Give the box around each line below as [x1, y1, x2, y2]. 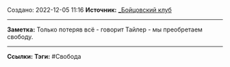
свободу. [7, 33, 34, 40]
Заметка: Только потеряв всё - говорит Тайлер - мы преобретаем [7, 25, 203, 33]
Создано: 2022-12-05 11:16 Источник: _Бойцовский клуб [7, 6, 172, 14]
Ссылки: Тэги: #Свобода [7, 53, 81, 60]
